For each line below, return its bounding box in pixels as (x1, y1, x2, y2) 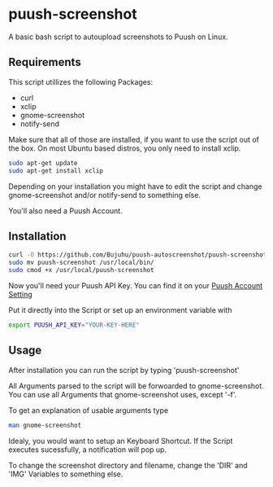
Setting (8, 289, 32, 299)
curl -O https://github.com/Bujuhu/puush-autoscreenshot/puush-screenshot (8, 251, 267, 259)
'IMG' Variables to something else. (8, 469, 123, 479)
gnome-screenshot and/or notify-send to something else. (8, 190, 201, 200)
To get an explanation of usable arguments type (8, 405, 169, 415)
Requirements (8, 55, 81, 69)
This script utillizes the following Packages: (8, 77, 153, 86)
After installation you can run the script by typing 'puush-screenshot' (8, 365, 240, 375)
